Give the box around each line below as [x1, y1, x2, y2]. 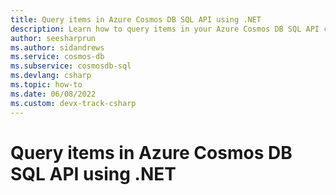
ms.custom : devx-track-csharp [10, 98, 137, 108]
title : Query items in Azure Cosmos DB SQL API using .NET [10, 14, 262, 25]
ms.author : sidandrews [10, 42, 105, 53]
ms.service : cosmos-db [10, 52, 105, 62]
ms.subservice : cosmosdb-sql [10, 61, 132, 71]
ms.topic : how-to [10, 80, 83, 90]
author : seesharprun [10, 33, 97, 43]
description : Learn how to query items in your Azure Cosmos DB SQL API [10, 24, 320, 34]
